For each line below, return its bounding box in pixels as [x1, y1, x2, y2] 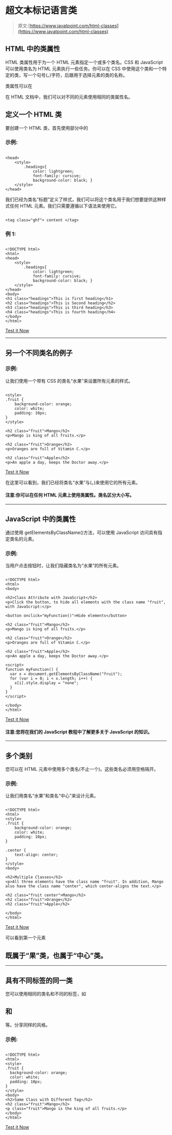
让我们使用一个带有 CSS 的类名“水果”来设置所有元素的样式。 [5, 377, 133, 384]
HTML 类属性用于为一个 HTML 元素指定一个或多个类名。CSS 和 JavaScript [5, 59, 163, 65]
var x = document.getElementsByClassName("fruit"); [10, 671, 123, 677]
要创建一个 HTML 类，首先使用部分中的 [5, 125, 88, 131]
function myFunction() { [5, 667, 58, 672]
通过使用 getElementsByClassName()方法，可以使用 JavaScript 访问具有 [5, 529, 158, 535]
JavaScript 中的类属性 [5, 515, 76, 524]
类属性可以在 [5, 83, 32, 89]
